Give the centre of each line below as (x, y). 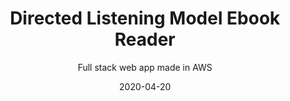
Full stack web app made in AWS (145, 67)
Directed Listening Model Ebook (145, 18)
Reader (145, 39)
